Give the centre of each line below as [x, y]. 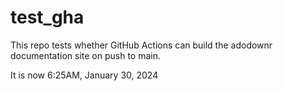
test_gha [47, 17]
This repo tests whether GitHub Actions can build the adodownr [141, 45]
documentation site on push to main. [86, 55]
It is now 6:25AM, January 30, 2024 [84, 75]
